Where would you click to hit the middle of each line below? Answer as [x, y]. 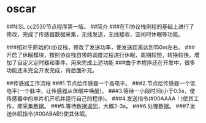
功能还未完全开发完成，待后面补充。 [52, 70]
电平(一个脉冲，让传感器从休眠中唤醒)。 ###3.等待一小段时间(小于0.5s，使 [101, 91]
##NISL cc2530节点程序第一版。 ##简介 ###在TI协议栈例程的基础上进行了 [101, 26]
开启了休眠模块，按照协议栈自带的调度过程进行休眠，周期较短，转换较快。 [100, 54]
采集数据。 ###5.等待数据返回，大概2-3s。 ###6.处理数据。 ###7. [106, 106]
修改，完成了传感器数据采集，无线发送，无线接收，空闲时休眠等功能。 [95, 34]
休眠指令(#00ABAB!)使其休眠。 [51, 114]
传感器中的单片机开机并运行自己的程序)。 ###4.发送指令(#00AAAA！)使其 [100, 98]
